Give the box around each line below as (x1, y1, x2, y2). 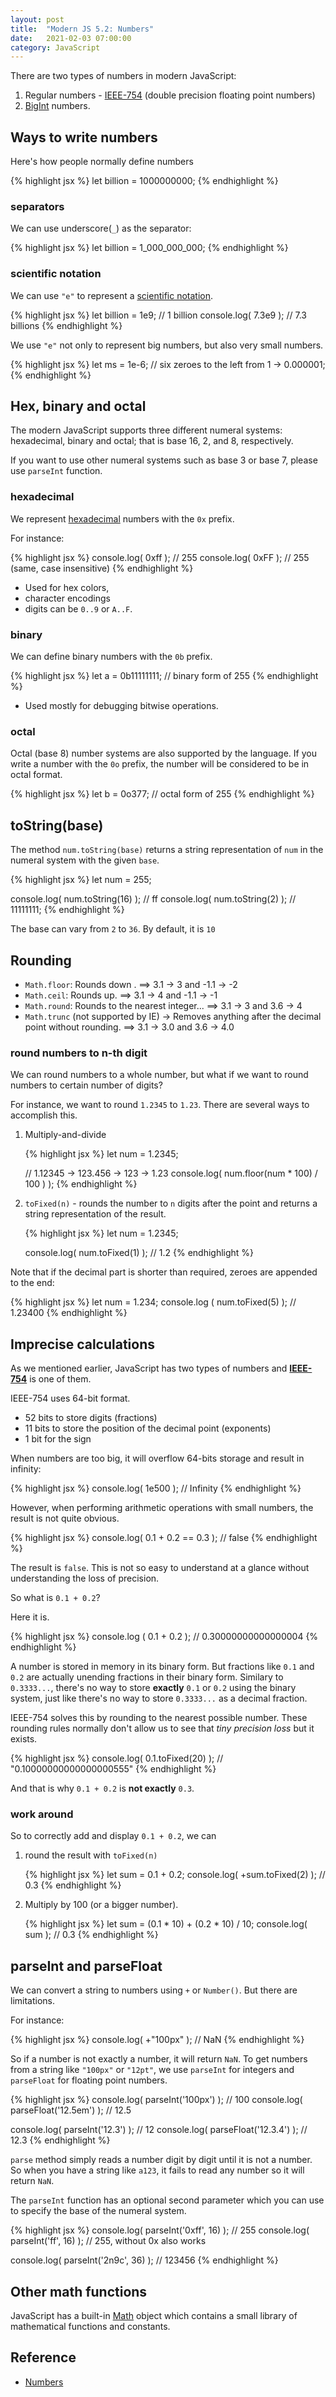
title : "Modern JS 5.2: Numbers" (10, 24, 155, 34)
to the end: (10, 1277, 55, 1289)
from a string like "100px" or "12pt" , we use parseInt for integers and (10, 2064, 295, 2076)
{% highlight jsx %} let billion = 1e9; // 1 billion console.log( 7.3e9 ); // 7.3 (10, 309, 307, 321)
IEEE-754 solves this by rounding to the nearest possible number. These (10, 1712, 308, 1724)
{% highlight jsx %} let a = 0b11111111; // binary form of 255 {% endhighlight (10, 670, 319, 682)
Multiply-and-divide (24, 1129, 107, 1141)
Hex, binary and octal (10, 398, 147, 415)
